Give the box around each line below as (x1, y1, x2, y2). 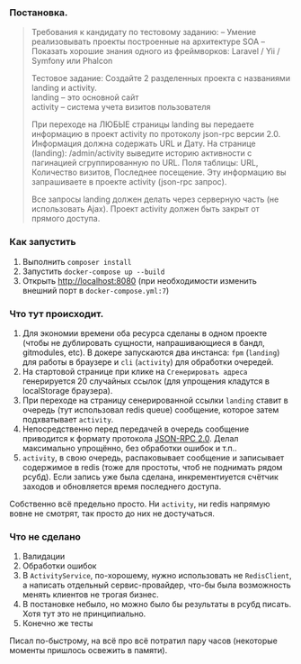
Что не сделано (9, 530, 81, 542)
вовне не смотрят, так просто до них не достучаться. (9, 507, 216, 519)
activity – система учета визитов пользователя (31, 102, 211, 113)
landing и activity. (31, 83, 97, 94)
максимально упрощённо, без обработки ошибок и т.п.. (22, 442, 238, 453)
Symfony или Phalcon (31, 56, 113, 67)
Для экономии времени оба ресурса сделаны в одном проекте (22, 327, 268, 339)
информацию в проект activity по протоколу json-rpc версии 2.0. (31, 129, 281, 140)
